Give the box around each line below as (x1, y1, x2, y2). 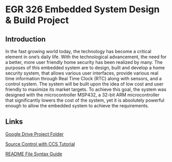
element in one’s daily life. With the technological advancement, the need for (5, 54, 167, 60)
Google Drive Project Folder (5, 131, 64, 137)
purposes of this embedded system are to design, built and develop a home (5, 65, 165, 71)
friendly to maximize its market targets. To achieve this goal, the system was (5, 86, 166, 92)
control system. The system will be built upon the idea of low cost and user (5, 81, 164, 87)
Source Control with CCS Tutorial (5, 141, 75, 147)
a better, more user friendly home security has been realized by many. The (5, 59, 163, 65)
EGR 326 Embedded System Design (5, 4, 160, 15)
